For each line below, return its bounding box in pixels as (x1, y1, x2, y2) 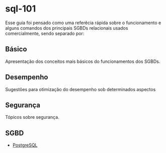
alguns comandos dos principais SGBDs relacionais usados (5, 25, 128, 31)
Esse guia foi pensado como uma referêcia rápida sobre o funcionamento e (5, 20, 161, 26)
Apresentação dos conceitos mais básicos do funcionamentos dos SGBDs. (5, 58, 160, 64)
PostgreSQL (12, 142, 38, 148)
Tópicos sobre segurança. (5, 114, 59, 120)
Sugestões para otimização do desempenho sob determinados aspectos (5, 86, 156, 92)
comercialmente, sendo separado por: (5, 30, 85, 36)
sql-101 (5, 3, 36, 15)
